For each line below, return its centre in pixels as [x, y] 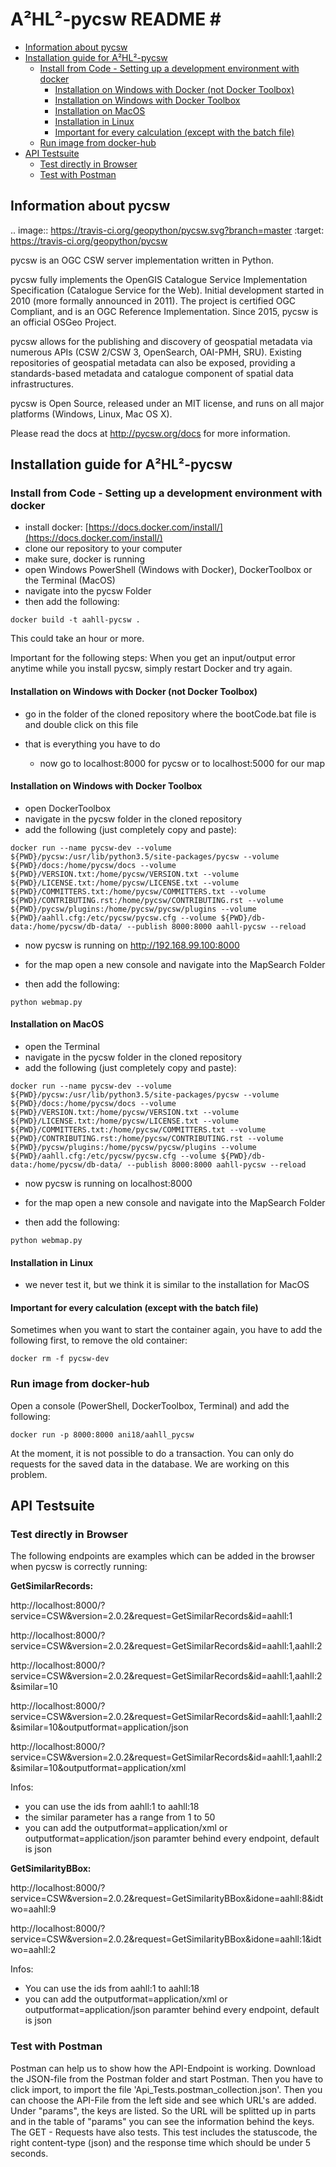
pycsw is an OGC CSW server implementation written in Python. [142, 260]
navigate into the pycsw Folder [88, 591]
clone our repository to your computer [103, 549]
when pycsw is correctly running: [79, 1567]
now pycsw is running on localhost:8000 [108, 1184]
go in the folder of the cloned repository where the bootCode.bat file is [170, 714]
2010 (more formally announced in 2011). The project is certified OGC [153, 300]
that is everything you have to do [92, 744]
